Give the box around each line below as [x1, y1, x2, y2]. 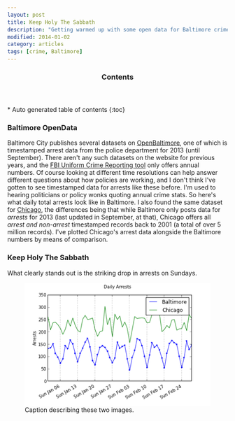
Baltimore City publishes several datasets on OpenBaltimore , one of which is [7, 138, 227, 147]
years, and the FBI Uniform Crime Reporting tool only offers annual [7, 161, 199, 169]
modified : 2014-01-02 [7, 34, 71, 41]
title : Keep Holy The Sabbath [7, 18, 96, 26]
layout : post [7, 11, 45, 18]
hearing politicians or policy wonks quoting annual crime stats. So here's [7, 191, 217, 199]
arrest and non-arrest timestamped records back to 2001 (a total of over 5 [7, 220, 222, 229]
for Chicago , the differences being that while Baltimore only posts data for [7, 206, 221, 214]
